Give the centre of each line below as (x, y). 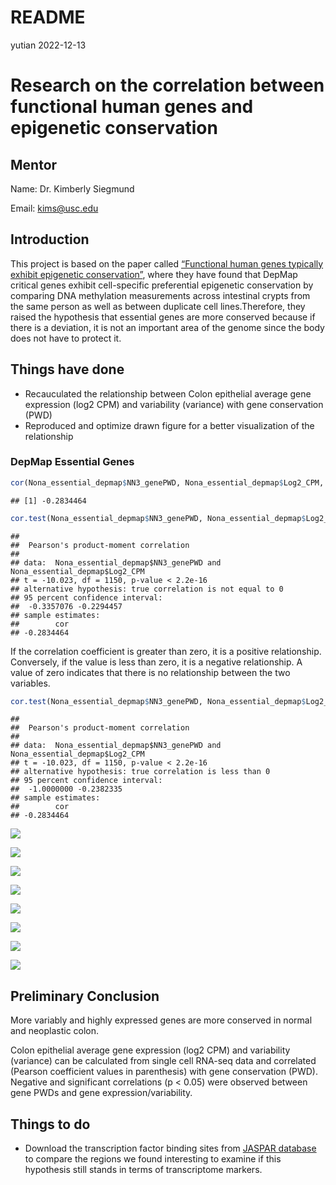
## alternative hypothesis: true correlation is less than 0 (140, 772)
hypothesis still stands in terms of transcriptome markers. (143, 1170)
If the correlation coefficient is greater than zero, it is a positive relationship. (166, 651)
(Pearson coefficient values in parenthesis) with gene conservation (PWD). (164, 1072)
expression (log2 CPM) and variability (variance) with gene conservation (174, 404)
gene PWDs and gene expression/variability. (101, 1093)
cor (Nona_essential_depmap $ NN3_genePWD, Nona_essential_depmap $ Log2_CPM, (167, 482)
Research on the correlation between (167, 85)
